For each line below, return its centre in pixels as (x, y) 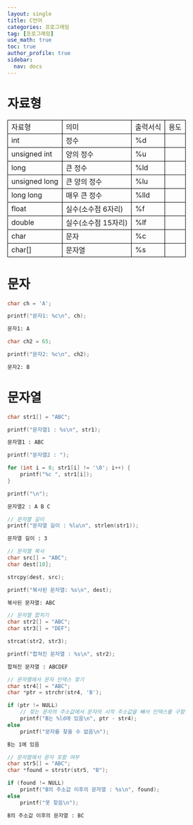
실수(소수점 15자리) (97, 222)
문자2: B (19, 367)
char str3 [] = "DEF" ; (39, 629)
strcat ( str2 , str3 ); (38, 641)
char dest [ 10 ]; (30, 564)
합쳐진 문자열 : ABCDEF (38, 667)
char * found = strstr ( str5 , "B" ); (58, 771)
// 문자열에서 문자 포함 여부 (43, 757)
